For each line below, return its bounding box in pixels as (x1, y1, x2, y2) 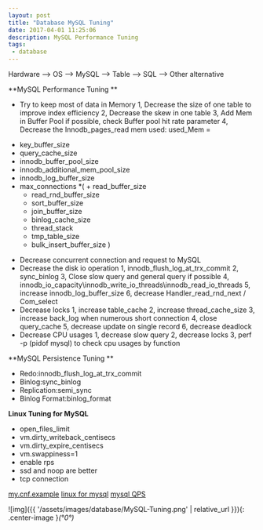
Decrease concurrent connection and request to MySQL (19, 256, 202, 264)
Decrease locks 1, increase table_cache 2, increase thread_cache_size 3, (19, 305, 255, 314)
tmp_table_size (31, 232, 80, 241)
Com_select (19, 297, 58, 306)
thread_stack (31, 223, 74, 232)
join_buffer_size (31, 207, 82, 216)
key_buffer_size (19, 140, 71, 149)
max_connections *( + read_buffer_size (19, 182, 147, 191)
